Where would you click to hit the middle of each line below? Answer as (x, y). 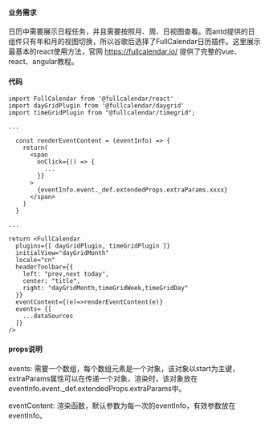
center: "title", (52, 281)
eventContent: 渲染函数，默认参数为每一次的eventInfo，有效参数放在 (122, 406)
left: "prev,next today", (66, 274)
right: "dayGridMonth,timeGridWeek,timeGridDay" (106, 289)
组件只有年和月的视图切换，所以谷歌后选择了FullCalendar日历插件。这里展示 (134, 42)
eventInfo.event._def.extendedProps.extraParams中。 (97, 388)
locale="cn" (36, 260)
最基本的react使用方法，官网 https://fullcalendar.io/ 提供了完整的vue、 (125, 51)
